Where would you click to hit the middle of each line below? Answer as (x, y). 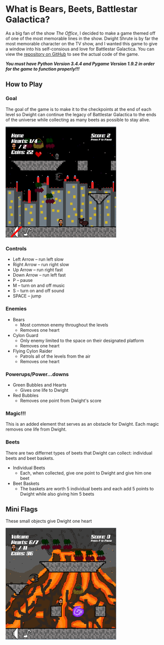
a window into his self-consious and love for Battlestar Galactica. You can (80, 49)
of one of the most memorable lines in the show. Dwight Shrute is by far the (82, 38)
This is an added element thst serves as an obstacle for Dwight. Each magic (82, 424)
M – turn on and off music (39, 286)
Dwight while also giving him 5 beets (57, 494)
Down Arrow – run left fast (39, 275)
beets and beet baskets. (30, 458)
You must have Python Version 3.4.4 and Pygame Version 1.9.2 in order (80, 64)
